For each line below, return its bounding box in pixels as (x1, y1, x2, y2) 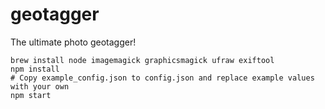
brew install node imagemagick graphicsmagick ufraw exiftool (10, 55, 275, 65)
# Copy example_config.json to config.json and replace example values (10, 73, 315, 83)
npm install (10, 64, 60, 74)
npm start (10, 90, 52, 100)
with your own (10, 81, 70, 92)
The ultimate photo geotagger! (10, 36, 137, 48)
